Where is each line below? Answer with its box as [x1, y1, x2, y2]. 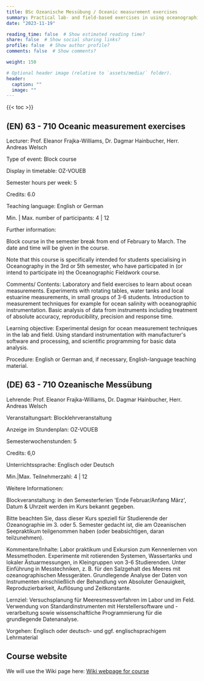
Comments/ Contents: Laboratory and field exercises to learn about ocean [6, 280, 192, 288]
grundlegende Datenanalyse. [6, 615, 79, 623]
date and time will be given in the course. [6, 244, 109, 252]
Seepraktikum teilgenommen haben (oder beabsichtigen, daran [6, 527, 165, 535]
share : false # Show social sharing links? [6, 37, 121, 43]
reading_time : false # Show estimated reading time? [6, 31, 146, 37]
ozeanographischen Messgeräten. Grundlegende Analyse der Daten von [6, 571, 188, 578]
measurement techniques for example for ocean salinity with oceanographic [6, 300, 197, 307]
